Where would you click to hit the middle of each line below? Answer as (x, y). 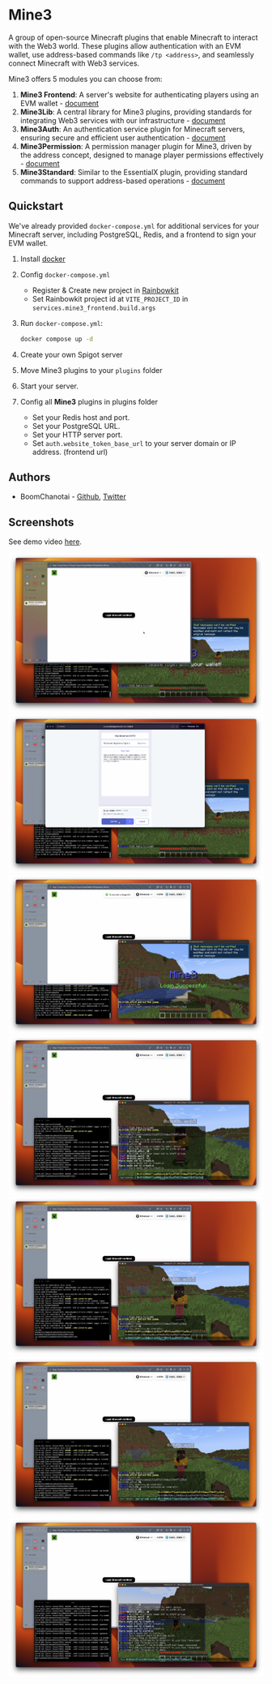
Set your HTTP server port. (77, 435)
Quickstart (36, 206)
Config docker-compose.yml (65, 274)
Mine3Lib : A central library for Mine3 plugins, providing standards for (136, 112)
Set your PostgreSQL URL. (76, 426)
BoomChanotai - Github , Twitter (73, 497)
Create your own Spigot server (71, 354)
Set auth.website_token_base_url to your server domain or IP (134, 443)
